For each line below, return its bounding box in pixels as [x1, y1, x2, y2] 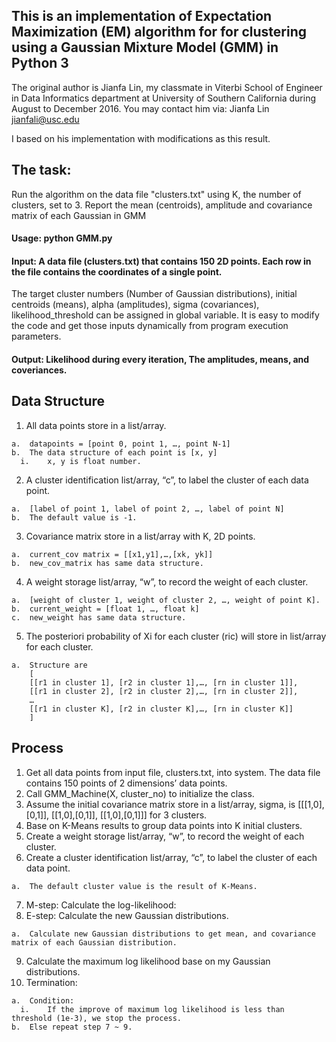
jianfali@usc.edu [11, 113, 80, 125]
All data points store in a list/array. [25, 419, 167, 431]
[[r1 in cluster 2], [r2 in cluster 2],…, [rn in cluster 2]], [29, 686, 299, 696]
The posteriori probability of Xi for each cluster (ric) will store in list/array [25, 630, 327, 642]
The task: [11, 162, 72, 179]
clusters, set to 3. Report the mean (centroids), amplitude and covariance [11, 199, 313, 211]
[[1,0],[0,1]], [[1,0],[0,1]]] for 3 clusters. [51, 809, 208, 821]
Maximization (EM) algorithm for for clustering [11, 24, 308, 41]
